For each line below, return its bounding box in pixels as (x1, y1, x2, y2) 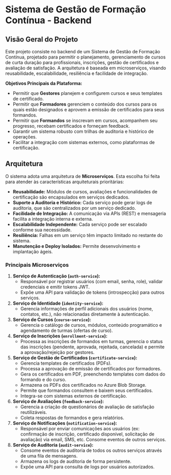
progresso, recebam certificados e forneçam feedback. (12, 123, 130, 129)
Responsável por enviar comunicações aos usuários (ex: (20, 426, 140, 432)
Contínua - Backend (5, 14, 92, 26)
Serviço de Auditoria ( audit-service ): (12, 442, 94, 448)
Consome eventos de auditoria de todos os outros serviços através (20, 447, 162, 453)
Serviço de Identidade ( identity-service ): (12, 300, 103, 306)
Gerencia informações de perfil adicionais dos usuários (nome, (20, 306, 154, 312)
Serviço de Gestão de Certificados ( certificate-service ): (12, 355, 137, 361)
